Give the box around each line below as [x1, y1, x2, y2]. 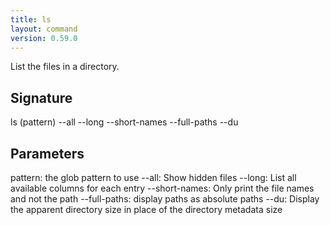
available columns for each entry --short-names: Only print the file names [10, 182, 315, 194]
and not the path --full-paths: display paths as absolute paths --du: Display [10, 193, 320, 205]
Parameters [10, 145, 85, 162]
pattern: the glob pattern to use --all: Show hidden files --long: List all [10, 172, 297, 183]
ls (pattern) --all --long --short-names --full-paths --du [10, 116, 239, 128]
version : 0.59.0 [10, 33, 78, 43]
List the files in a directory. [10, 61, 120, 73]
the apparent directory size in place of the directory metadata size [10, 204, 283, 215]
